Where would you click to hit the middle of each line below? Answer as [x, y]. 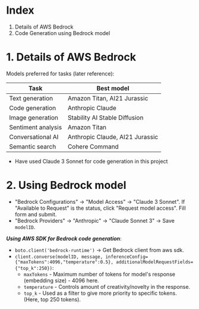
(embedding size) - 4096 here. [61, 280]
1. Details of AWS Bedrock [71, 57]
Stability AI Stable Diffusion [105, 118]
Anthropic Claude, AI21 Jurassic [113, 137]
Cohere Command [93, 146]
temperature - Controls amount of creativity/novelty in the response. [107, 286]
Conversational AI [34, 137]
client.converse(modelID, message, [59, 257]
